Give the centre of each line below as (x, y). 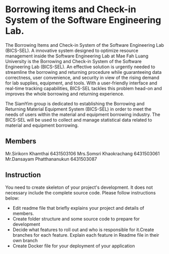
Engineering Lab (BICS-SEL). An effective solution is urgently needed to (80, 67)
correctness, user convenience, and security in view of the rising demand (82, 77)
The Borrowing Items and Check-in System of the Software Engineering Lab (84, 45)
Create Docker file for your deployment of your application (74, 246)
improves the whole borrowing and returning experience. (65, 94)
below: (12, 198)
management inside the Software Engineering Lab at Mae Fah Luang (77, 56)
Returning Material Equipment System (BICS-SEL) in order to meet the (78, 109)
